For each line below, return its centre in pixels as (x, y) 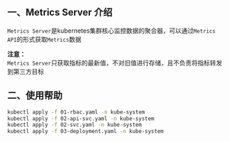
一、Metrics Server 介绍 (60, 13)
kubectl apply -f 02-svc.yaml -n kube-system (74, 125)
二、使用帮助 (35, 96)
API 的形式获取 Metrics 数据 (44, 39)
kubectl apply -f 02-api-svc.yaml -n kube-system (81, 118)
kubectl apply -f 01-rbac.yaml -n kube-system (76, 112)
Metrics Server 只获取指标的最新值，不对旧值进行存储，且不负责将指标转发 (115, 63)
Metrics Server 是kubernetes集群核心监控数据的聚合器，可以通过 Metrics (111, 31)
